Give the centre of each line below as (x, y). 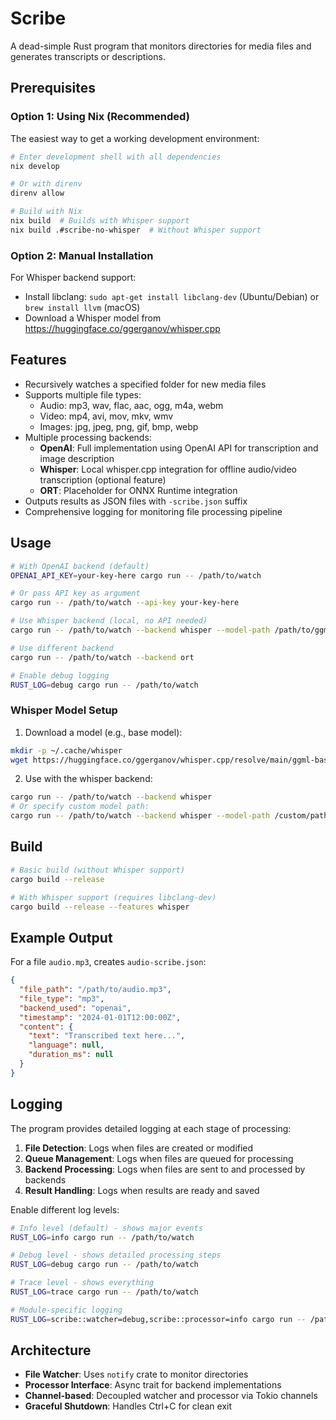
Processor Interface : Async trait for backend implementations (153, 1385)
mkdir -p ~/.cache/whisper (66, 750)
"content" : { (46, 1027)
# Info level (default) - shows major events (106, 1228)
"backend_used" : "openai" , (75, 1008)
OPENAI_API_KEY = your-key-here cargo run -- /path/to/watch (136, 575)
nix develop (35, 166)
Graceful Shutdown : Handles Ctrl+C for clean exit (128, 1406)
